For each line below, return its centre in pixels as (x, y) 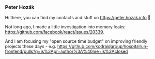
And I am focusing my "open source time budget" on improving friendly (76, 41)
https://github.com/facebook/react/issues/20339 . (54, 32)
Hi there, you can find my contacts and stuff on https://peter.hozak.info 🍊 (78, 18)
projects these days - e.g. (31, 47)
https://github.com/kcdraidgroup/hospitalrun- (103, 47)
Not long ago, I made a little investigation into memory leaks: (65, 27)
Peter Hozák (20, 7)
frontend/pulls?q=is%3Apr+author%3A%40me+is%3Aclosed (67, 51)
